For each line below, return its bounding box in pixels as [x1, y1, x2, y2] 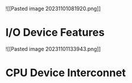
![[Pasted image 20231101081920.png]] [5, 5, 101, 12]
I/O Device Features [5, 26, 105, 39]
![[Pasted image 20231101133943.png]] [5, 45, 101, 52]
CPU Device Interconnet [5, 66, 126, 79]
